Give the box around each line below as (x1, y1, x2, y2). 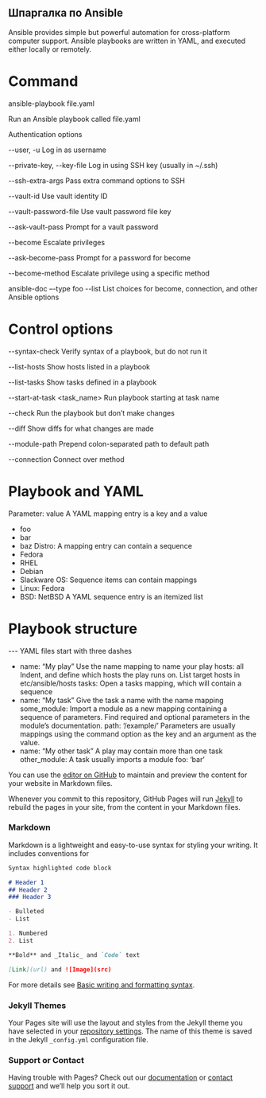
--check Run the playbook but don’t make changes (8, 408, 175, 417)
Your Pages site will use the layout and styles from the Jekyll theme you (8, 1018, 244, 1027)
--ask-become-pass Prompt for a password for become (8, 252, 191, 262)
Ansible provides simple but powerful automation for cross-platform (8, 27, 230, 37)
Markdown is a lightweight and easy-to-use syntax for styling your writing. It (8, 840, 258, 850)
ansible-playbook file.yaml (8, 99, 95, 108)
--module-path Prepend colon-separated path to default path (8, 439, 210, 448)
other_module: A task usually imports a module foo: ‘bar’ (19, 754, 205, 764)
